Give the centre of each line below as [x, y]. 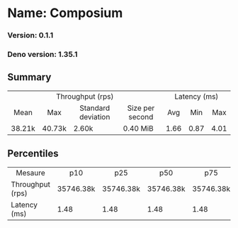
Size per [141, 108]
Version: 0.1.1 [30, 36]
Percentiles [33, 154]
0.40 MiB [138, 128]
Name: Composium [65, 13]
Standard [95, 108]
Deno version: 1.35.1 [42, 55]
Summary [29, 77]
